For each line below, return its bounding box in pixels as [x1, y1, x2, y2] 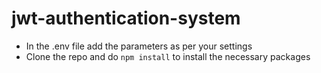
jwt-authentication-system [11, 7, 241, 30]
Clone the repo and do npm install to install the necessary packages [25, 50, 311, 62]
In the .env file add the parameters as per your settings [25, 40, 253, 52]
